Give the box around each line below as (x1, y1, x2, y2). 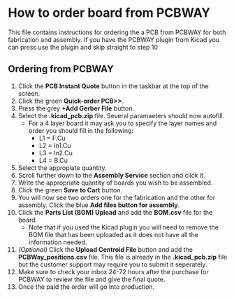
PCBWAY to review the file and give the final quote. (17, 275, 166, 283)
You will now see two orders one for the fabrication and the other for (17, 193, 216, 201)
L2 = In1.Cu (38, 141, 72, 150)
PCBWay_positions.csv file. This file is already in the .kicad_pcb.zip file (17, 253, 228, 261)
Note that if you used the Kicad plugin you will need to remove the (28, 222, 219, 232)
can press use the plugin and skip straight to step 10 (8, 43, 159, 51)
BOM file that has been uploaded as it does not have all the (28, 230, 198, 239)
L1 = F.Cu (38, 134, 66, 142)
